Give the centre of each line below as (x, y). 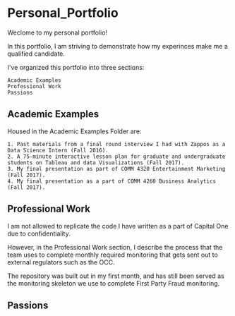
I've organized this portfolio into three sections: (76, 67)
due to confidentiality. (39, 233)
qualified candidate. (36, 54)
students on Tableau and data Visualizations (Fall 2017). (96, 163)
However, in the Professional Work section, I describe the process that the (115, 247)
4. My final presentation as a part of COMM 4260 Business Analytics (112, 181)
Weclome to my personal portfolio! (58, 32)
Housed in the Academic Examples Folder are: (74, 131)
